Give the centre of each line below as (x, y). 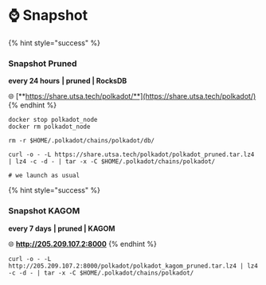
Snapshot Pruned (43, 63)
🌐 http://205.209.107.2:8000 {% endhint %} (82, 244)
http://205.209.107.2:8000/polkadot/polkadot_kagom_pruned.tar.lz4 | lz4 (133, 266)
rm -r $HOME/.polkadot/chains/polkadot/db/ (82, 141)
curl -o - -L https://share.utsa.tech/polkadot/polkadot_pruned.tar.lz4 (131, 155)
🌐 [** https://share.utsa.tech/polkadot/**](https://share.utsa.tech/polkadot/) (132, 96)
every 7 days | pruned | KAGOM (62, 228)
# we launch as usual (44, 176)
